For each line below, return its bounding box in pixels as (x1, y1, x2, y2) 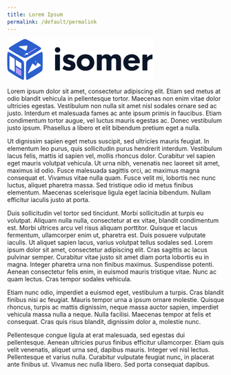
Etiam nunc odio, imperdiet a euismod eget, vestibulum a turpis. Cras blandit (7, 288, 224, 296)
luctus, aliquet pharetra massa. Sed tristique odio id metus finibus (7, 181, 194, 189)
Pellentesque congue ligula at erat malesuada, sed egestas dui (7, 331, 185, 339)
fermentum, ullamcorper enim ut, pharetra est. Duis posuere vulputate (7, 231, 206, 239)
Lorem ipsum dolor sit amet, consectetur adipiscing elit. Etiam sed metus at (7, 87, 221, 95)
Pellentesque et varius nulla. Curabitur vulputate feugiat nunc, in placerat (7, 352, 214, 361)
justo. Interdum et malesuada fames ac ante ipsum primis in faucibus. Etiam (7, 109, 222, 117)
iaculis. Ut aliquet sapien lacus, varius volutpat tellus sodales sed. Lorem (7, 238, 213, 246)
